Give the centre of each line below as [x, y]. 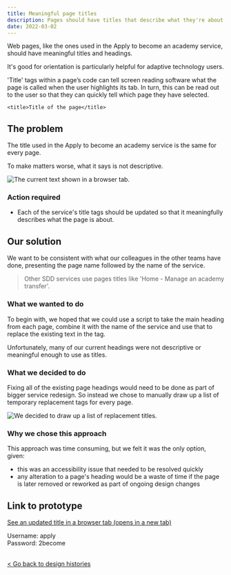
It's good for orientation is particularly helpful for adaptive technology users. [115, 67]
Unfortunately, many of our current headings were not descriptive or [104, 347]
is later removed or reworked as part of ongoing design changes [109, 484]
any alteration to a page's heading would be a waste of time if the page [118, 477]
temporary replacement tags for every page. [70, 402]
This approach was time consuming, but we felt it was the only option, [107, 449]
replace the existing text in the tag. [56, 334]
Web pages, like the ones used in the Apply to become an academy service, [115, 46]
